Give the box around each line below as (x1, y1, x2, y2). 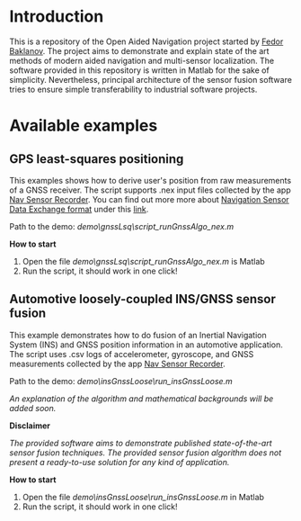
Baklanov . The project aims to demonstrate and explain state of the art (9, 45, 270, 56)
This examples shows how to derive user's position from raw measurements (9, 175, 292, 185)
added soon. (9, 402, 57, 413)
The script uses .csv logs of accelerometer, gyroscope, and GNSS (9, 348, 254, 359)
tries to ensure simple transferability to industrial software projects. (9, 84, 258, 94)
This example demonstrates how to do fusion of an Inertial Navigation (9, 329, 267, 340)
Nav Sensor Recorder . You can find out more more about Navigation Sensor (9, 193, 289, 204)
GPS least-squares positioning (9, 151, 184, 166)
